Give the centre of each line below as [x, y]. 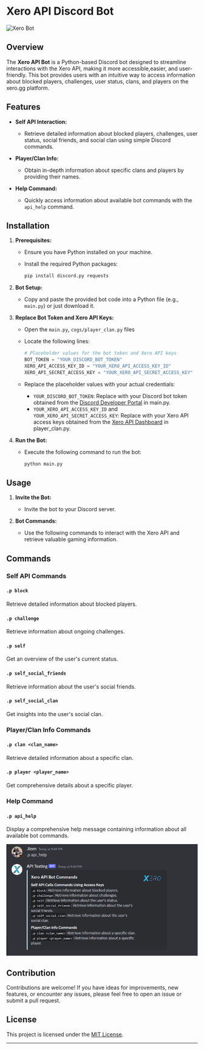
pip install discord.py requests [66, 276]
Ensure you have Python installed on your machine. [88, 252]
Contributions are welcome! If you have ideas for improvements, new [93, 987]
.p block [17, 591]
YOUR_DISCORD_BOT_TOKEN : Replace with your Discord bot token [110, 396]
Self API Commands [36, 576]
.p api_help [21, 816]
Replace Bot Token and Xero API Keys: [64, 317]
